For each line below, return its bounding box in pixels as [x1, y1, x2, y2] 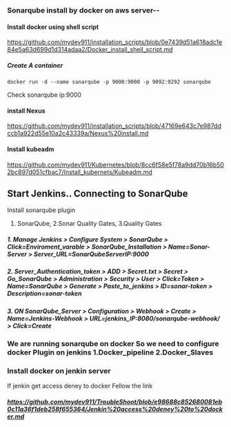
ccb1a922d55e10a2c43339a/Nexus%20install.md [7, 129, 149, 137]
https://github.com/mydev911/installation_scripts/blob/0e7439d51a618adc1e [7, 38, 223, 46]
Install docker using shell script [7, 23, 99, 31]
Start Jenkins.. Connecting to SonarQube [7, 187, 188, 199]
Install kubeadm [7, 144, 54, 153]
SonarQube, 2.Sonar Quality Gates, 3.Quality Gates [17, 220, 162, 228]
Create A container [7, 61, 63, 69]
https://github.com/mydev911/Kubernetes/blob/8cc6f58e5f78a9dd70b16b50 [7, 160, 224, 169]
